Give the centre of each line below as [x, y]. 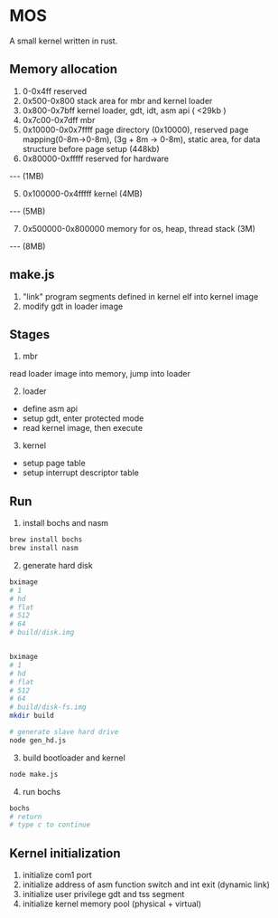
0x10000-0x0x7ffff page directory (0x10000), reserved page [135, 129]
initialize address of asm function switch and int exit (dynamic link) [146, 885]
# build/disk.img [42, 633]
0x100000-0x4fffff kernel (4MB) [82, 193]
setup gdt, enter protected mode [83, 418]
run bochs [42, 791]
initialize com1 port [57, 875]
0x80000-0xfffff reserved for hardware [96, 158]
